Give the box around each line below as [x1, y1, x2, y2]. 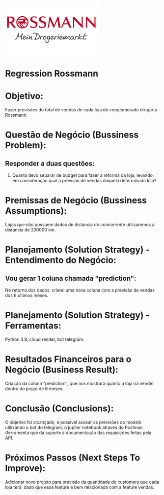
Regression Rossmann [5, 68, 99, 79]
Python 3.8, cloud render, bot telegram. [5, 336, 84, 342]
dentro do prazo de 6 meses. [5, 386, 64, 392]
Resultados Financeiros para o [5, 354, 132, 365]
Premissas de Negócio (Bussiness [5, 195, 147, 206]
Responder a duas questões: [5, 159, 95, 167]
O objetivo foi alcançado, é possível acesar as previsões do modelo [5, 419, 142, 425]
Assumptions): [5, 205, 67, 217]
